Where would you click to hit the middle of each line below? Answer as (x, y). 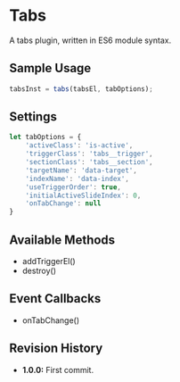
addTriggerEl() (49, 261)
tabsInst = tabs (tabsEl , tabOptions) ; (81, 89)
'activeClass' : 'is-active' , (79, 145)
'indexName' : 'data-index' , (77, 179)
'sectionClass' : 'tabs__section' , (89, 162)
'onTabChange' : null (63, 203)
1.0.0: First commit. (58, 370)
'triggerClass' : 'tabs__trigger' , (89, 154)
